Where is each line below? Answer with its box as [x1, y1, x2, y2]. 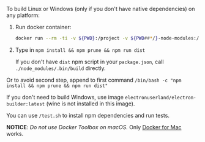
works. [6, 130, 24, 137]
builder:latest [6, 101, 45, 107]
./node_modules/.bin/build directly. [15, 64, 106, 72]
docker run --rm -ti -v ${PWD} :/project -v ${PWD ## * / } [15, 35, 158, 41]
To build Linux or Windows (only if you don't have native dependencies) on [6, 5, 195, 12]
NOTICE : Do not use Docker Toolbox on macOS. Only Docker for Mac [6, 123, 182, 130]
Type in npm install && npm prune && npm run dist [15, 46, 146, 54]
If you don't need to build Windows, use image [6, 93, 124, 101]
